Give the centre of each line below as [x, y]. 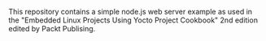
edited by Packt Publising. [52, 29]
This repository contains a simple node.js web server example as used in [131, 12]
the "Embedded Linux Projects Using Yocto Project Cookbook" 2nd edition [133, 20]
